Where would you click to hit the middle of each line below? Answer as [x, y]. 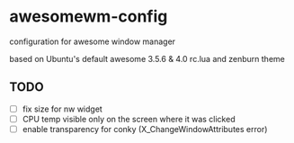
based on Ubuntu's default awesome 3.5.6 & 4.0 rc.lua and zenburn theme [147, 58]
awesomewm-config [89, 17]
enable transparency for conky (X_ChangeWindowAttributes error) [145, 129]
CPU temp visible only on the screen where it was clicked [129, 119]
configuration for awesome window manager [93, 41]
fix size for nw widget [62, 109]
